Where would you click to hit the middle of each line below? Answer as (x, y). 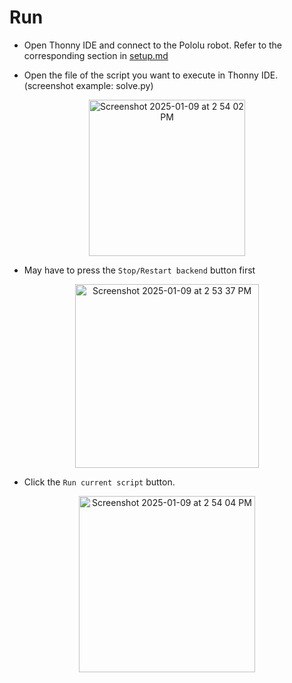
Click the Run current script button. (99, 482)
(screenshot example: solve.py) (88, 85)
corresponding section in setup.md (96, 55)
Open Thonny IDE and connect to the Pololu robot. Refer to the (153, 45)
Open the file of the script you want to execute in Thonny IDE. (151, 75)
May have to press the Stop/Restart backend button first (139, 270)
